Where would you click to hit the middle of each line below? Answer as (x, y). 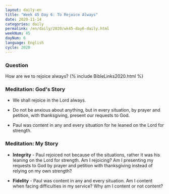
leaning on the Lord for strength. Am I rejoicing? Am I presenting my (83, 160)
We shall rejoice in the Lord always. (49, 100)
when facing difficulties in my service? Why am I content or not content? (88, 186)
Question (17, 65)
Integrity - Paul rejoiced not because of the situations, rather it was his (86, 155)
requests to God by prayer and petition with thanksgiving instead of (82, 165)
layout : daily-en (23, 10)
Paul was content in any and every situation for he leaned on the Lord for (88, 125)
